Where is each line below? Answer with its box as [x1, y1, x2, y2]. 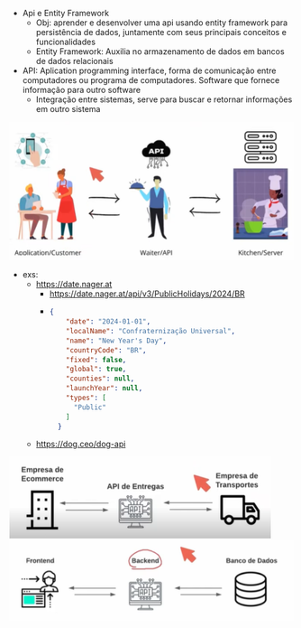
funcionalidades [35, 36, 96, 47]
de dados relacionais [35, 56, 114, 66]
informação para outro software [22, 85, 141, 95]
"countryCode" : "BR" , [66, 345, 147, 355]
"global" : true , [66, 365, 127, 374]
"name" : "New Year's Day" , [66, 336, 168, 345]
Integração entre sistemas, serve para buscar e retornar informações [35, 94, 293, 105]
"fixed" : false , [66, 355, 127, 364]
